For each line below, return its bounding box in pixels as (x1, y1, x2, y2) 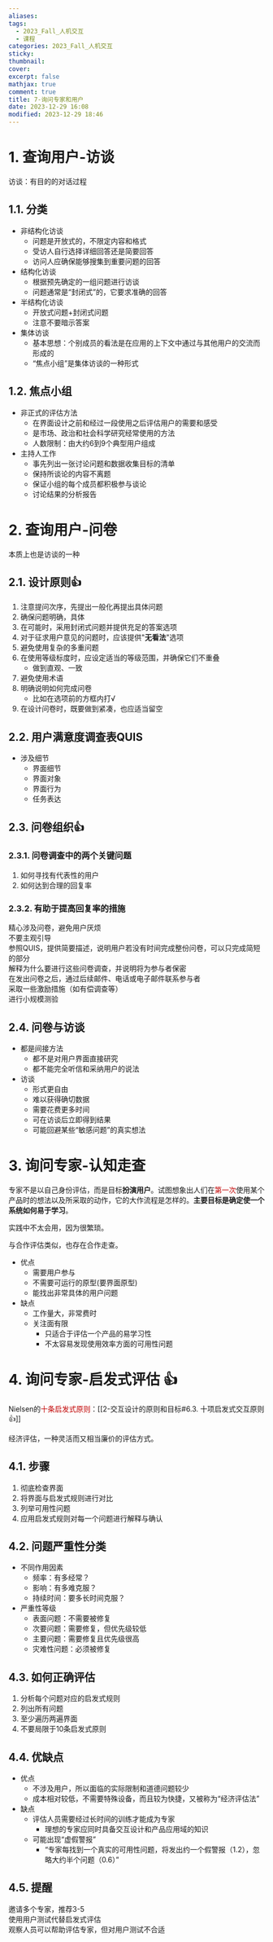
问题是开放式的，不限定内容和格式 (32, 236, 147, 245)
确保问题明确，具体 (19, 612, 85, 622)
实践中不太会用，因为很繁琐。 (8, 1222, 108, 1232)
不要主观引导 (8, 933, 51, 943)
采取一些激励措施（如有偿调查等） (8, 984, 123, 994)
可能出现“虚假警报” (32, 1834, 96, 1844)
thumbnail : (8, 58, 45, 66)
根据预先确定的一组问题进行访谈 (32, 276, 140, 286)
